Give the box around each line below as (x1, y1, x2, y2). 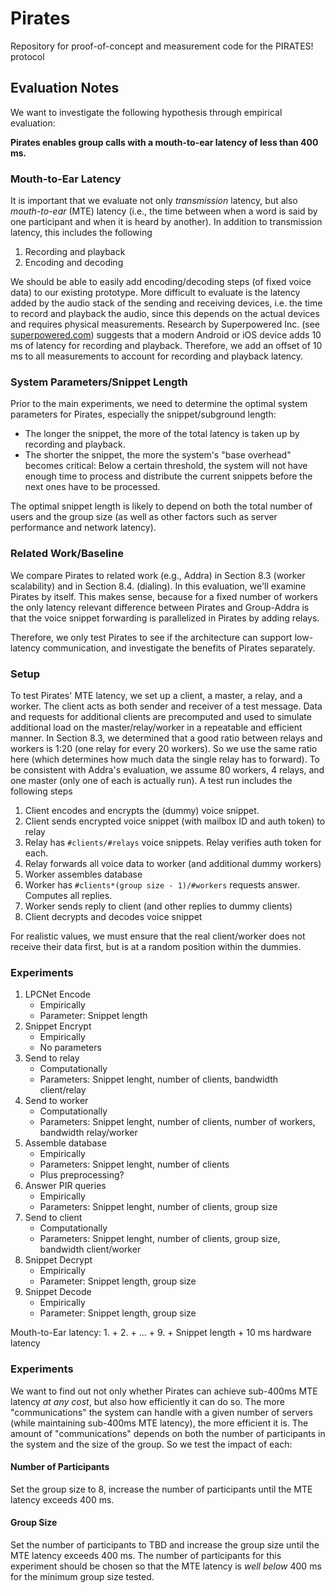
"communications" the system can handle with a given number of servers (10, 1406, 313, 1418)
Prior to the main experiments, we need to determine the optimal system (10, 398, 308, 410)
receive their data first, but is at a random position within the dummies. (10, 940, 302, 952)
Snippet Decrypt (24, 1254, 93, 1266)
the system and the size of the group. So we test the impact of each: (10, 1438, 293, 1450)
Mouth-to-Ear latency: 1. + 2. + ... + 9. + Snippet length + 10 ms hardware (10, 1327, 312, 1339)
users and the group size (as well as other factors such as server (10, 511, 278, 523)
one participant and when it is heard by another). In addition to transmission (10, 216, 323, 228)
